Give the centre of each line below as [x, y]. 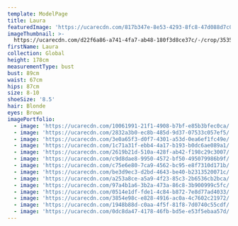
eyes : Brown [25, 113]
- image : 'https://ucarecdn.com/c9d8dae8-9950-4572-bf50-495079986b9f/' [123, 159]
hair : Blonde [27, 106]
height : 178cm [28, 60]
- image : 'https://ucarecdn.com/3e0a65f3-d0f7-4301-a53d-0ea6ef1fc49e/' [123, 139]
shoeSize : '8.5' [31, 100]
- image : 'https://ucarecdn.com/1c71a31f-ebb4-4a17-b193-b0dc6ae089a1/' [123, 146]
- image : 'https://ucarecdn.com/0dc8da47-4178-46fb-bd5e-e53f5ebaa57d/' [123, 212]
